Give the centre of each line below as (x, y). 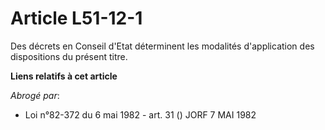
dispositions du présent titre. (69, 56)
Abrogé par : (35, 95)
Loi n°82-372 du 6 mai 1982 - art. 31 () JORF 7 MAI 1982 (140, 114)
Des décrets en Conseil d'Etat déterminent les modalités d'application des (162, 46)
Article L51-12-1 (76, 18)
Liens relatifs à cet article (64, 76)
